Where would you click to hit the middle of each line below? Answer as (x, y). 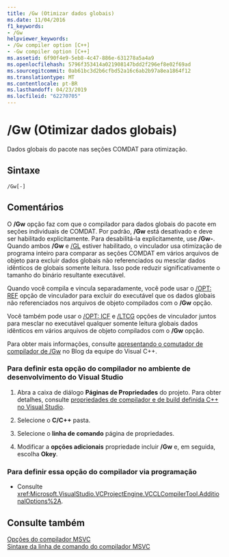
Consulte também (46, 522)
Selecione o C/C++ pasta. (54, 420)
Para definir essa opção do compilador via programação (102, 471)
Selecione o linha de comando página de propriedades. (96, 433)
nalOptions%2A (39, 502)
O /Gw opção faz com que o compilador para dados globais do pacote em (112, 224)
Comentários (36, 207)
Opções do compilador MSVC (49, 539)
